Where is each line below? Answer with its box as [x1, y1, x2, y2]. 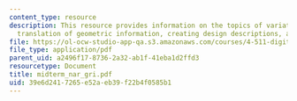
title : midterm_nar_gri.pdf [9, 70, 113, 79]
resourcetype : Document [9, 62, 97, 71]
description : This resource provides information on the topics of [9, 21, 263, 30]
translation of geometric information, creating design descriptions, [17, 29, 283, 38]
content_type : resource [9, 12, 97, 22]
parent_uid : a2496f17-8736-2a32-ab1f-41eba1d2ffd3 [9, 54, 200, 62]
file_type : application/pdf [9, 46, 113, 54]
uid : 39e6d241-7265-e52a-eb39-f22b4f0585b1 [9, 78, 172, 87]
